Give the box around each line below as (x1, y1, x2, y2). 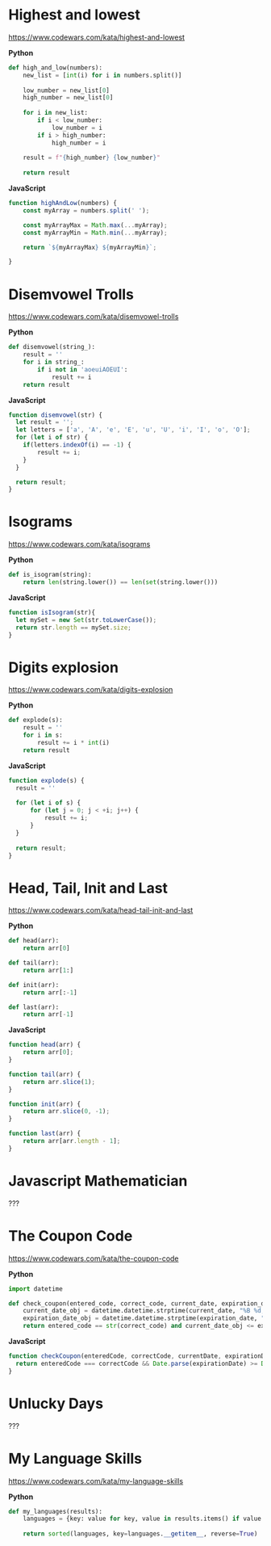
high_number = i (51, 139, 106, 147)
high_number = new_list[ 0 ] (23, 94, 114, 102)
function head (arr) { (8, 1040, 81, 1049)
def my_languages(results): (8, 1507, 103, 1515)
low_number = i (51, 124, 103, 132)
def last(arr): (8, 1003, 60, 1011)
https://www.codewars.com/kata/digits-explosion (8, 685, 173, 695)
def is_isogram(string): (8, 571, 92, 579)
